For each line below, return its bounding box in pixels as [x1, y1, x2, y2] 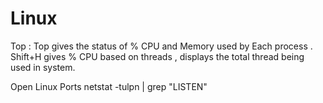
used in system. [10, 61, 76, 73]
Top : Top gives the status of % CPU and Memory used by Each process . [10, 40, 313, 52]
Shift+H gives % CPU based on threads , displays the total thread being [10, 50, 305, 62]
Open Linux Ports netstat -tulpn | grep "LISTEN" [10, 80, 208, 92]
